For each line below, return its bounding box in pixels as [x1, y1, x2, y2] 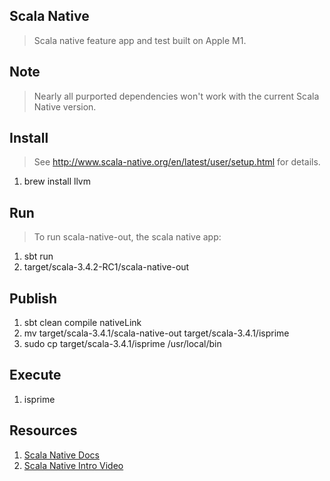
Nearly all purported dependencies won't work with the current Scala [33, 90, 320, 102]
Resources [9, 422, 78, 439]
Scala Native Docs [23, 449, 100, 461]
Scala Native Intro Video [23, 459, 124, 471]
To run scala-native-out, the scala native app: [33, 231, 222, 243]
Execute [9, 367, 62, 384]
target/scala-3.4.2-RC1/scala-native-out [23, 261, 190, 273]
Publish [9, 290, 58, 307]
